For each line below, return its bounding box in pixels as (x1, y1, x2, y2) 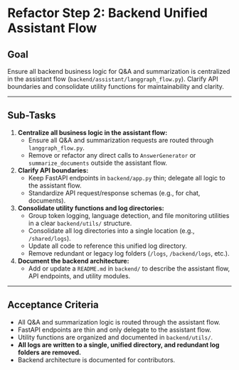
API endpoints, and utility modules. (28, 271, 131, 280)
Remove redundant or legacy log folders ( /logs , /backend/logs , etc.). (28, 249, 230, 257)
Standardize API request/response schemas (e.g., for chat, (28, 188, 201, 197)
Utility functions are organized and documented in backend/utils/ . (17, 332, 213, 342)
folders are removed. (17, 348, 82, 357)
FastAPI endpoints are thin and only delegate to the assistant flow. (17, 325, 212, 334)
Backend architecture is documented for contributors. (17, 355, 176, 364)
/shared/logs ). (28, 234, 71, 242)
